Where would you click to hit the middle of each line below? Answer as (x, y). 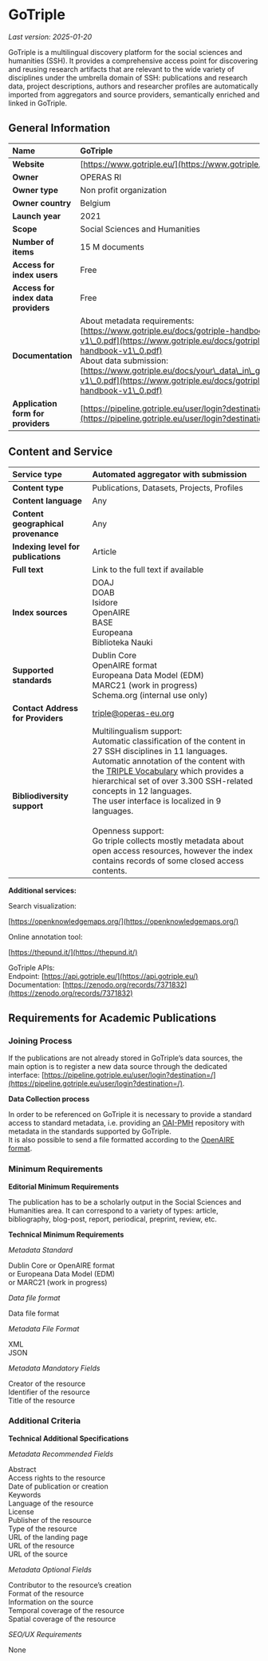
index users (35, 274)
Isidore (105, 602)
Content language (47, 500)
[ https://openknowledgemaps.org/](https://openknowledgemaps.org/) (124, 921)
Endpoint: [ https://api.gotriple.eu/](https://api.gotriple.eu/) (103, 976)
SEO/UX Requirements (45, 1634)
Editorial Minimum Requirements (64, 1186)
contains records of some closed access (168, 861)
